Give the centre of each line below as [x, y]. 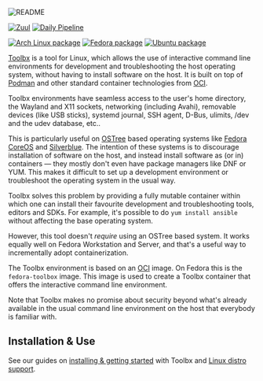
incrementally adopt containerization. [68, 253]
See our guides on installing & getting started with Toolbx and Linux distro [128, 360]
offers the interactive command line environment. [88, 285]
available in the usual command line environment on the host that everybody [131, 308]
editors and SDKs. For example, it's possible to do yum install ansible [123, 212]
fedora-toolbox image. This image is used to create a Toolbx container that [130, 276]
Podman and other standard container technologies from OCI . [108, 83]
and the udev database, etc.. [54, 123]
